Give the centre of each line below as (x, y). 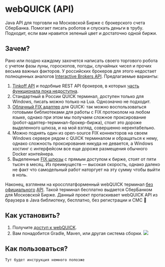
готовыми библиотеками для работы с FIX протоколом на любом (81, 112)
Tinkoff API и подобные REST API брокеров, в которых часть (76, 86)
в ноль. (20, 175)
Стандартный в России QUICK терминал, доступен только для (78, 96)
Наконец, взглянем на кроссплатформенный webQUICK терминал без (79, 184)
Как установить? (33, 216)
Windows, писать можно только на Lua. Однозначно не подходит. (82, 101)
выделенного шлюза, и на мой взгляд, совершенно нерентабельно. (84, 128)
